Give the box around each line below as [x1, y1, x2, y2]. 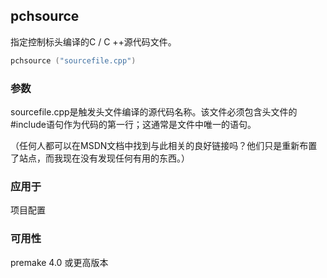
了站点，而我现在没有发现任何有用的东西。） [10, 152, 190, 164]
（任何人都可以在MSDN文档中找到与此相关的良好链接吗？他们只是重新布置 [10, 139, 318, 151]
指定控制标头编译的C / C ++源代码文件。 [10, 35, 177, 48]
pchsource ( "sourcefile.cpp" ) [10, 55, 137, 66]
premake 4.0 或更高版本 [10, 256, 109, 268]
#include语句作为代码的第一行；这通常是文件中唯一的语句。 [10, 118, 257, 130]
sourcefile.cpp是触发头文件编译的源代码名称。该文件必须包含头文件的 [10, 105, 298, 118]
